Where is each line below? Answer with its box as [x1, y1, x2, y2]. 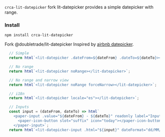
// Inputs [9, 105, 29, 110]
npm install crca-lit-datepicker [4, 33, 73, 38]
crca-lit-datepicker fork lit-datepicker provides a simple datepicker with [4, 4, 154, 10]
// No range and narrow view [9, 78, 69, 82]
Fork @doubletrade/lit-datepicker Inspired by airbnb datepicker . [4, 41, 134, 47]
